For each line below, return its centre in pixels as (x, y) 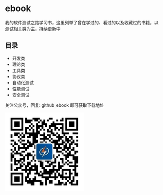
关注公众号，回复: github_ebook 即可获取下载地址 (55, 105)
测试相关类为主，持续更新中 (33, 29)
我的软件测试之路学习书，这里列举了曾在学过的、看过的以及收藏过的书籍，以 (82, 22)
